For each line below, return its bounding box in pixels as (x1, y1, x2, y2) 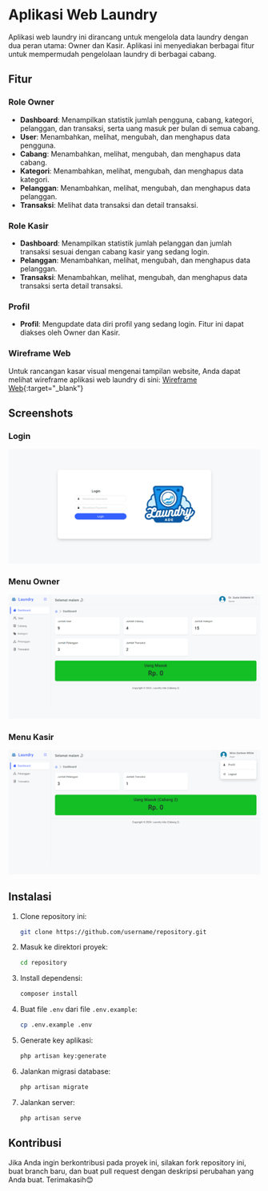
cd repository (19, 959, 67, 967)
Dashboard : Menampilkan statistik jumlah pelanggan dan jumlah (19, 238, 232, 248)
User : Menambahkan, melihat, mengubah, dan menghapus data (19, 132, 230, 141)
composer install (19, 990, 78, 998)
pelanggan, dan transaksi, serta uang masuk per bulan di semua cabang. (19, 123, 260, 133)
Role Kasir (8, 220, 50, 231)
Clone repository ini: (19, 911, 87, 921)
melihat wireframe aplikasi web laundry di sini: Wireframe (8, 375, 198, 384)
